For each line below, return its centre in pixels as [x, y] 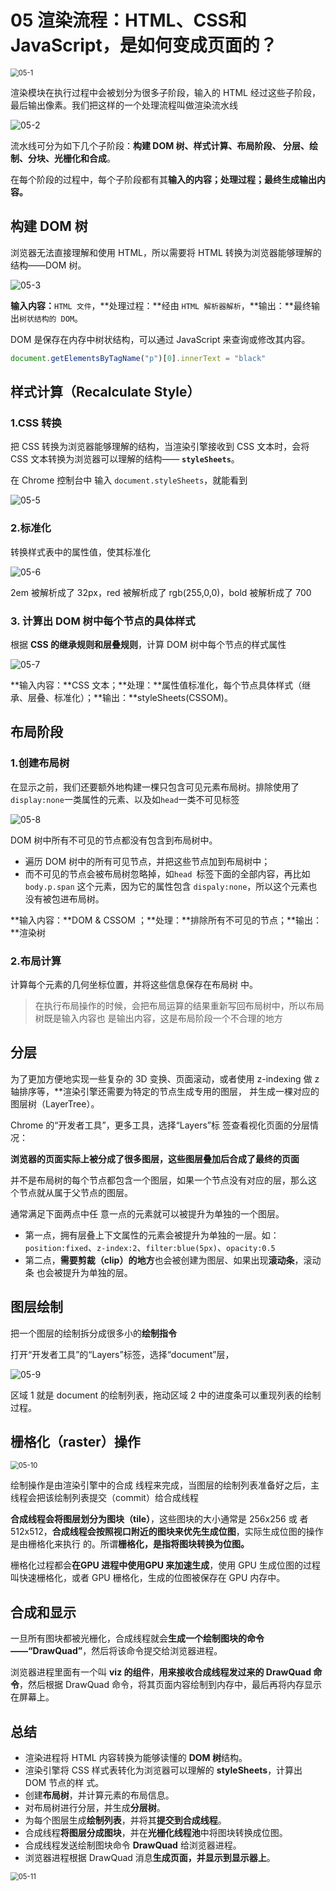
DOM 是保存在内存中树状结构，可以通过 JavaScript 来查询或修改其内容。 [160, 339]
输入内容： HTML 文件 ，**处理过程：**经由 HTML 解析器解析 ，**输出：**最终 [161, 305]
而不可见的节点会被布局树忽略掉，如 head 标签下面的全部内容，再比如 [167, 873]
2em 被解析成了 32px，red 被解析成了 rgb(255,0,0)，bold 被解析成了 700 [161, 592]
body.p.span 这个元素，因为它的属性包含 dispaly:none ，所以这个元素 [166, 886]
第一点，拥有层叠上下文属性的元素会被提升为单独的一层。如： [152, 1235]
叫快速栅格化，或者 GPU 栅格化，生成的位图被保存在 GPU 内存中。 [148, 1578]
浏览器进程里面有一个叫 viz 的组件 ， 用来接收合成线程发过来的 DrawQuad [161, 1672]
